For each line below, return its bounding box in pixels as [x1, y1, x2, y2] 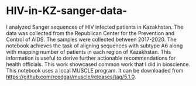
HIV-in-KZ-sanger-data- [6, 4, 128, 18]
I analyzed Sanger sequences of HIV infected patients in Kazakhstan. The [6, 23, 184, 30]
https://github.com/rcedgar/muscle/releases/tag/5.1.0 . [6, 73, 136, 80]
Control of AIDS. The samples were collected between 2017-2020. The [6, 36, 177, 43]
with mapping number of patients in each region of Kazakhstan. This [6, 48, 171, 55]
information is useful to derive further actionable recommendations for [6, 54, 176, 61]
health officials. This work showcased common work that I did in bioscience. [6, 60, 191, 68]
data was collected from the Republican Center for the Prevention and [6, 29, 175, 36]
